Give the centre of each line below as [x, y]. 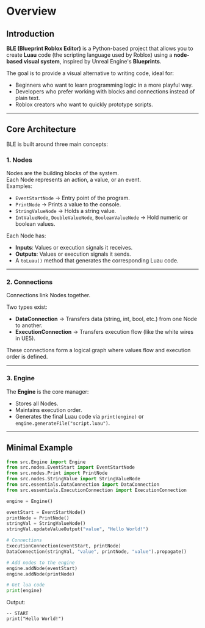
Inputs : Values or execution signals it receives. [74, 248]
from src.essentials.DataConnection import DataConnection [83, 485]
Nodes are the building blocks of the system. [63, 173]
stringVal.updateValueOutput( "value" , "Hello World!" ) [77, 529]
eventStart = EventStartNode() [46, 512]
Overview [31, 11]
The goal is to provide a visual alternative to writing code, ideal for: [90, 73]
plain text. [28, 98]
